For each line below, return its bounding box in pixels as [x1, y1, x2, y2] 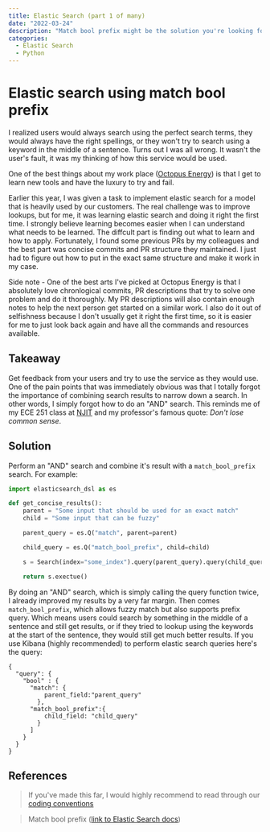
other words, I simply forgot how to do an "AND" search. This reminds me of [8, 399, 261, 408]
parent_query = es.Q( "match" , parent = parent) [22, 529, 178, 537]
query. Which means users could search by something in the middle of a [8, 613, 248, 623]
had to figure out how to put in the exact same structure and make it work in [8, 253, 260, 263]
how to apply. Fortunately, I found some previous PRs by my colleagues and [8, 235, 260, 246]
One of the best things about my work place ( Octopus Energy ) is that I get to [8, 168, 261, 178]
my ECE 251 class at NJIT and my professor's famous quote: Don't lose [8, 408, 244, 417]
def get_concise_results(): [8, 499, 103, 507]
